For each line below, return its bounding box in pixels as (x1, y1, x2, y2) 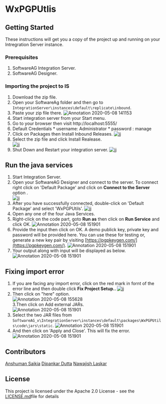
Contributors (5, 348, 46, 356)
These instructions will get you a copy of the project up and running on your (5, 36, 160, 42)
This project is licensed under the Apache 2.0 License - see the (5, 388, 135, 394)
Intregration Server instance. (5, 42, 63, 48)
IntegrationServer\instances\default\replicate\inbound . (12, 104, 132, 110)
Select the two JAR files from (12, 312, 72, 318)
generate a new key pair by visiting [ (12, 237, 87, 243)
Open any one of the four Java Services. (12, 211, 95, 217)
